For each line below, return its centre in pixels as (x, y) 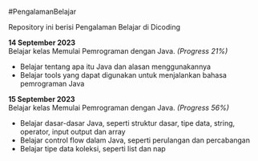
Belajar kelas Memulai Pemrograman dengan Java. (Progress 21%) (118, 51)
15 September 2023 (42, 99)
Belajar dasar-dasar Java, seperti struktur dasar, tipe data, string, (127, 123)
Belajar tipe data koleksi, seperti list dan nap (93, 149)
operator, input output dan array (73, 132)
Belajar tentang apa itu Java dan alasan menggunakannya (115, 66)
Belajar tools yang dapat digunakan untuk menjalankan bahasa (123, 75)
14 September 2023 (42, 42)
